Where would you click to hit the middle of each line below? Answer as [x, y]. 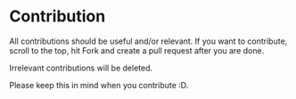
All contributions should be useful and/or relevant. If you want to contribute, [148, 41]
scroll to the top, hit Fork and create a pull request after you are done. [137, 50]
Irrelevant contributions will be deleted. [81, 68]
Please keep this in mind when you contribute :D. [99, 85]
